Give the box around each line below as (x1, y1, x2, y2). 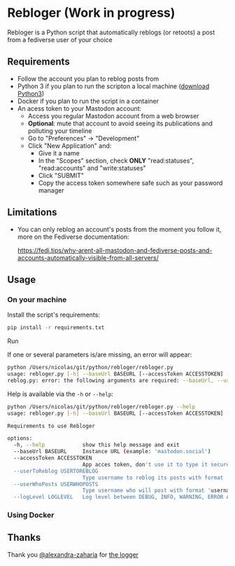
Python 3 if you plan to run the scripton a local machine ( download (17, 82, 210, 90)
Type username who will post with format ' (82, 487, 211, 495)
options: (7, 435, 33, 442)
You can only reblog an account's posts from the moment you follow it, (17, 225, 222, 233)
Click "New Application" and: (27, 141, 112, 150)
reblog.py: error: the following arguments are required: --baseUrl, (7, 377, 215, 384)
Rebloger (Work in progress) (7, 5, 176, 21)
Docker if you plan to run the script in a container (17, 97, 159, 105)
